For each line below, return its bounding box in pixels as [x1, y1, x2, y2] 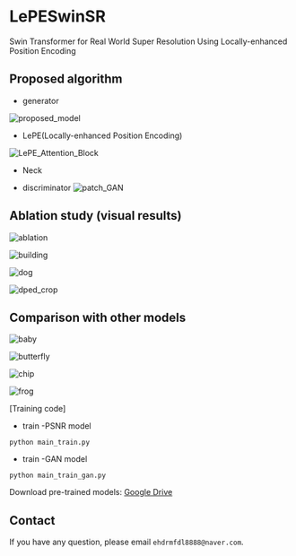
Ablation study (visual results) [9, 208, 182, 223]
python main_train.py [9, 438, 91, 447]
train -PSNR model [22, 421, 91, 431]
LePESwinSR [9, 6, 106, 27]
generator [22, 95, 60, 106]
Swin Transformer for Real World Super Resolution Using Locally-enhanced [9, 36, 288, 47]
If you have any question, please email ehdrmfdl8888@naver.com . [9, 536, 244, 548]
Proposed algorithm [9, 72, 123, 87]
